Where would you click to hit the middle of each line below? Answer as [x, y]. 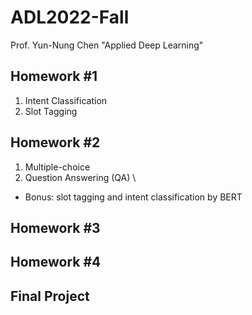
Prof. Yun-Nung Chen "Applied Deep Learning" [107, 45]
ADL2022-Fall [70, 17]
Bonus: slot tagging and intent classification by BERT [133, 197]
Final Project [50, 296]
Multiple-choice [57, 167]
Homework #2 [55, 142]
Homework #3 [55, 227]
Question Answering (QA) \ [80, 177]
